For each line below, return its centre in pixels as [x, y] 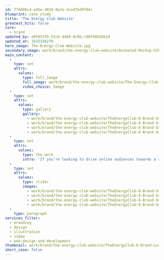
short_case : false [24, 250]
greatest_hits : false [27, 23]
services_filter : [23, 218]
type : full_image [40, 78]
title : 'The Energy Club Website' [40, 19]
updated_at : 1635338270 [29, 41]
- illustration [25, 232]
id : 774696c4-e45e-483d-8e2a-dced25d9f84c [49, 10]
